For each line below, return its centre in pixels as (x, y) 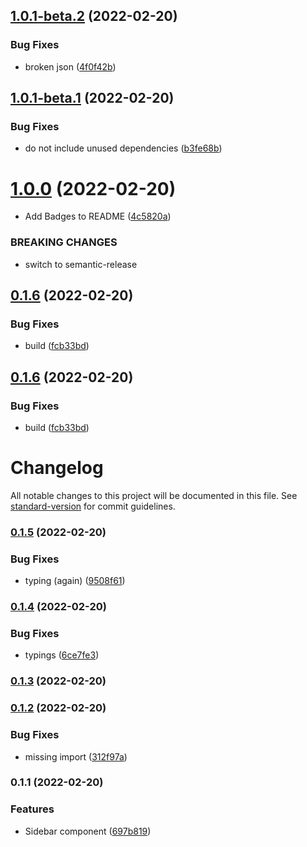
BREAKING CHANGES (64, 242)
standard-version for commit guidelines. (93, 506)
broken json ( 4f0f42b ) (70, 66)
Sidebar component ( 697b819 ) (88, 831)
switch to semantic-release (81, 264)
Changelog (57, 468)
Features (32, 809)
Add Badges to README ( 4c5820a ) (98, 216)
